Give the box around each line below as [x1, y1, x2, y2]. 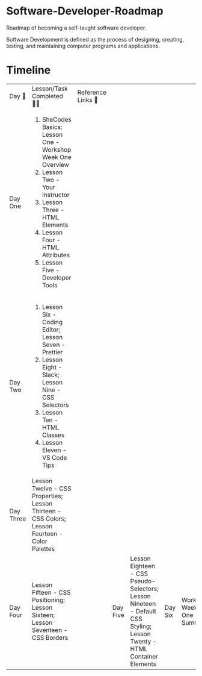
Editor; [41, 325, 61, 334]
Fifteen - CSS [32, 588, 71, 596]
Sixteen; [32, 610, 55, 619]
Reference [77, 88, 107, 96]
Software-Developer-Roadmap [6, 4, 164, 18]
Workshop [41, 145, 72, 154]
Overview [41, 160, 69, 169]
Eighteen [130, 562, 155, 570]
